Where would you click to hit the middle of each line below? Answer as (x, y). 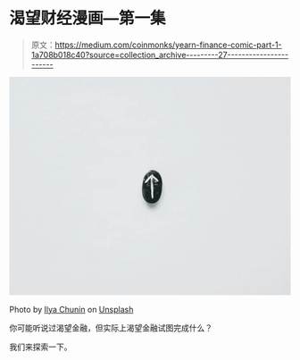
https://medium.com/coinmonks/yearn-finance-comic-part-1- (169, 45)
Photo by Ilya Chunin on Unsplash (71, 309)
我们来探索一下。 (41, 347)
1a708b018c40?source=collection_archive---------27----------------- (159, 54)
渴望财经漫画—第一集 (88, 18)
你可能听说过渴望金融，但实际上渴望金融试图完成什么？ (111, 328)
